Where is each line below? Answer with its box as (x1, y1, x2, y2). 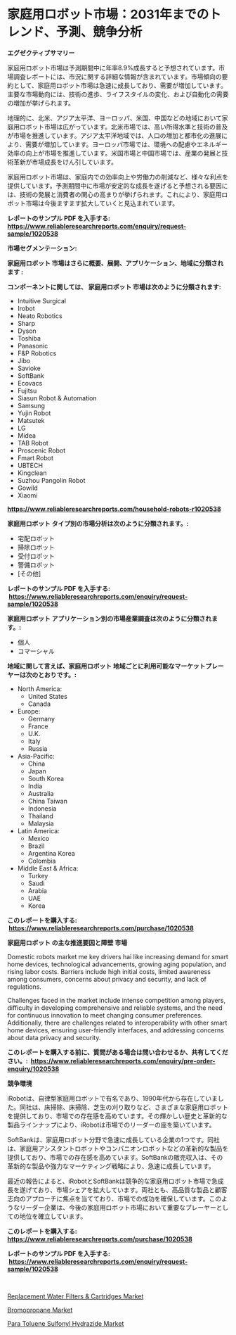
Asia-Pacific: (17, 752, 55, 760)
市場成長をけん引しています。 (31, 158, 118, 166)
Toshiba (17, 334, 41, 342)
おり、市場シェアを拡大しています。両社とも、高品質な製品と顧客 (37, 1185, 228, 1194)
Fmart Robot (17, 453, 54, 462)
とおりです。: (37, 670, 77, 679)
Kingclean (17, 469, 47, 477)
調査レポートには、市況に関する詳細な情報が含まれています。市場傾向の (13, 72, 223, 81)
